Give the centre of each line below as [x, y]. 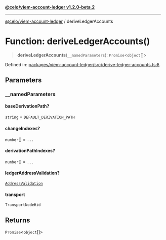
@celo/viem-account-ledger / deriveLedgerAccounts [59, 21]
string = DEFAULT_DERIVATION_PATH [40, 117]
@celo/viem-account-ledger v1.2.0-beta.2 [50, 7]
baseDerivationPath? [27, 106]
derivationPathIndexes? [30, 151]
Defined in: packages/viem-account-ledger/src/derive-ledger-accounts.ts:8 [82, 64]
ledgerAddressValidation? [33, 173]
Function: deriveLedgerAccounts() [78, 41]
